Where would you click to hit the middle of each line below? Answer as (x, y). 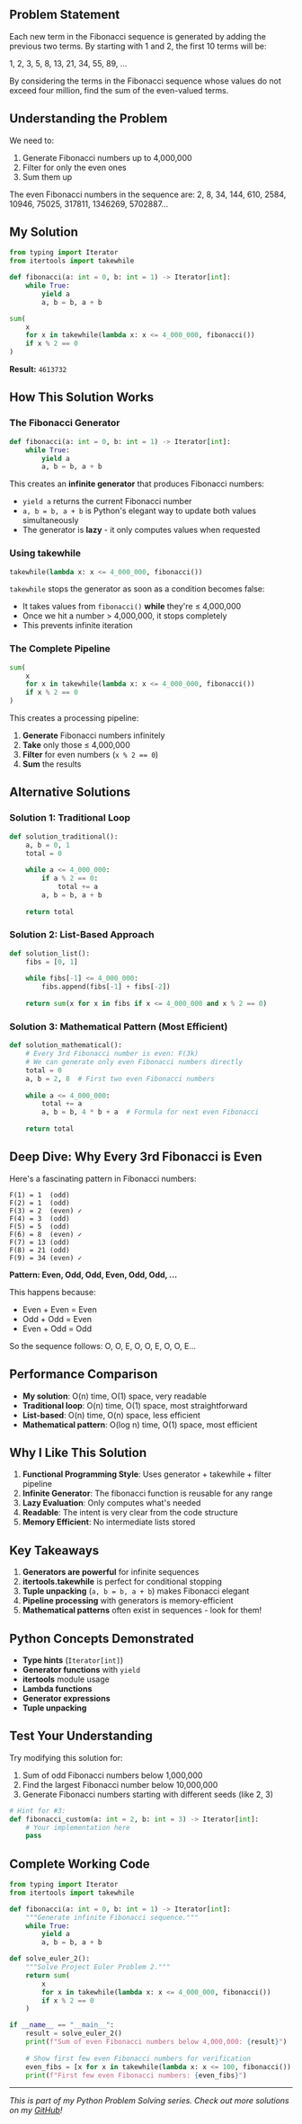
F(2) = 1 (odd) (40, 1203)
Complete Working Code (80, 1864)
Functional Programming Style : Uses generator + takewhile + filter (147, 1474)
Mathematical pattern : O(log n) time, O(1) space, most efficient (140, 1425)
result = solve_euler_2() (74, 2034)
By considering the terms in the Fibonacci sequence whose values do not (145, 81)
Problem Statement (65, 15)
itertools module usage (66, 1679)
